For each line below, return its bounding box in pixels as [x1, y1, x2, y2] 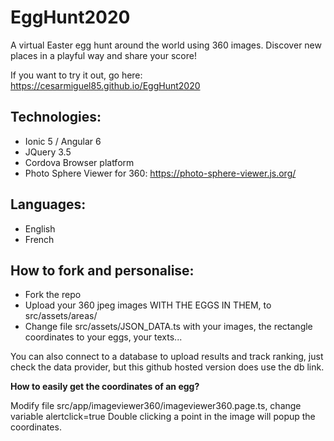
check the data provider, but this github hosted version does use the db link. [10, 361, 325, 373]
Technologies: [10, 109, 102, 126]
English [24, 222, 56, 235]
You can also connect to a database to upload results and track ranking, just [10, 351, 324, 363]
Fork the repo [24, 289, 82, 301]
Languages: [10, 196, 87, 213]
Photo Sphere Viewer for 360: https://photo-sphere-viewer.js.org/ [24, 167, 297, 179]
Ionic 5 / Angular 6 [24, 135, 102, 147]
